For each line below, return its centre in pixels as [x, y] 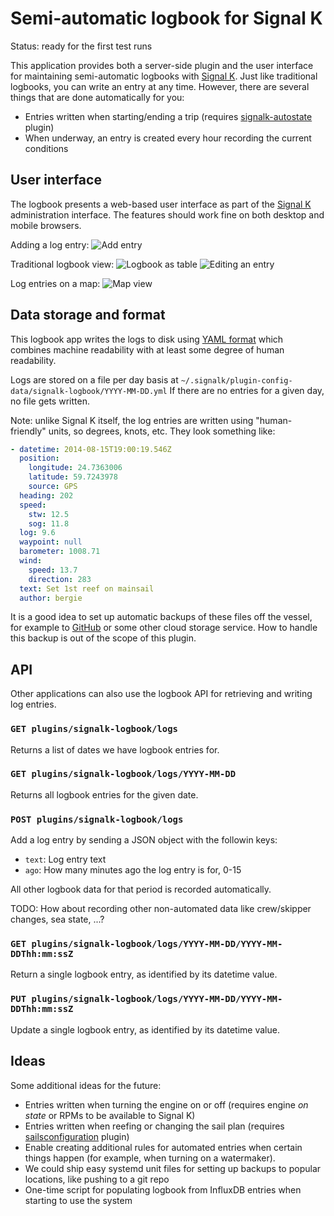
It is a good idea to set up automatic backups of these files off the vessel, [161, 617]
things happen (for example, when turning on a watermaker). [150, 1158]
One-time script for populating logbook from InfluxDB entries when [163, 1189]
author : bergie [51, 598]
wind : [31, 561]
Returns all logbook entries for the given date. [104, 794]
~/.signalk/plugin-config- [236, 380]
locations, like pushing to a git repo [97, 1179]
